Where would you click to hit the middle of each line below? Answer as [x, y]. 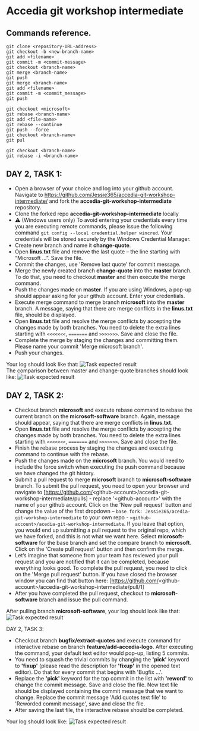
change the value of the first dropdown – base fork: [78, 511]
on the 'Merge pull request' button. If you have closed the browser [96, 574]
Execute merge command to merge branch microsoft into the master [99, 302]
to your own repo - [106, 517]
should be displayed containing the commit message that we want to [99, 691]
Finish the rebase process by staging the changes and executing [94, 448]
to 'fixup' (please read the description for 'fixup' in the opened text [97, 666]
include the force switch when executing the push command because [100, 467]
